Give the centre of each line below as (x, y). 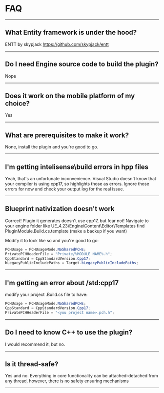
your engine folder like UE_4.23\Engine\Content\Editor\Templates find (75, 226)
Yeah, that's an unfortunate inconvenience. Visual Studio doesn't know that (81, 178)
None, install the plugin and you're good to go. (52, 147)
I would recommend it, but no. (35, 344)
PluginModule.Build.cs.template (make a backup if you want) (66, 231)
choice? (18, 103)
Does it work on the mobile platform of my (70, 96)
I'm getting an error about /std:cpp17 (62, 283)
